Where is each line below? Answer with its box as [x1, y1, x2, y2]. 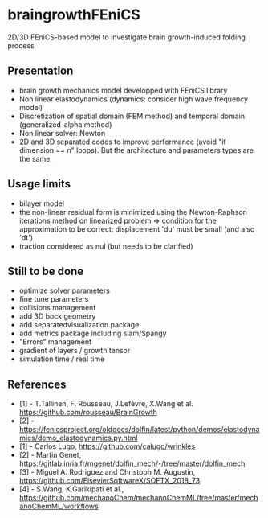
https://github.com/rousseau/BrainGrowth [18, 408, 158, 417]
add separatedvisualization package [18, 320, 140, 330]
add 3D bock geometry [18, 311, 96, 321]
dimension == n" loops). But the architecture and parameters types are [18, 145, 254, 154]
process [7, 40, 35, 50]
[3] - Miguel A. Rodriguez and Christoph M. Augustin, [18, 467, 196, 477]
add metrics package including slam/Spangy [18, 328, 167, 339]
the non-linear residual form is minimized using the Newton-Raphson [18, 207, 248, 216]
